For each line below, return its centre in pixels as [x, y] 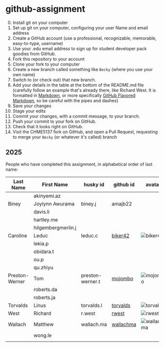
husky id [94, 185]
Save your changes [32, 106]
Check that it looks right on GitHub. [48, 126]
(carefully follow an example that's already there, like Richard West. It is [84, 90]
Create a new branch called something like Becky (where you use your [82, 69]
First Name [55, 185]
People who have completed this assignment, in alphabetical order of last [79, 164]
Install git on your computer [40, 23]
